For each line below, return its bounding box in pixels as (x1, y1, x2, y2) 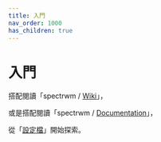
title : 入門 (8, 11, 45, 20)
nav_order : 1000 (8, 19, 62, 27)
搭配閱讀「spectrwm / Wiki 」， (8, 91, 108, 101)
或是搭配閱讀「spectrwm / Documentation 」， (8, 108, 158, 118)
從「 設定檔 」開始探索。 (8, 125, 85, 135)
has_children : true (8, 26, 73, 34)
